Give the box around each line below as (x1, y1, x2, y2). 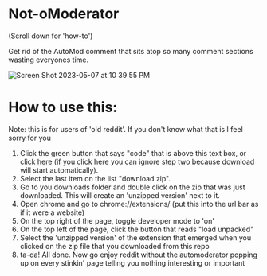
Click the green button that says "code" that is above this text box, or (19, 148, 247, 157)
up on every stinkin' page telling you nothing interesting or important (19, 258, 245, 267)
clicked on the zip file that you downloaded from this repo (19, 241, 210, 251)
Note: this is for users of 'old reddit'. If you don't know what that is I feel (8, 124, 243, 134)
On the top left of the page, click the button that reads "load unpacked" (19, 224, 254, 234)
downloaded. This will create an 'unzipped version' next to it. (19, 190, 221, 200)
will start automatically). (19, 165, 99, 175)
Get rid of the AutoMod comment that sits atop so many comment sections (8, 46, 253, 56)
